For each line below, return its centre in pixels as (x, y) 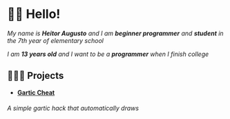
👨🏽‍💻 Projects (36, 76)
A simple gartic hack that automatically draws (73, 108)
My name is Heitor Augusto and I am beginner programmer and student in (115, 33)
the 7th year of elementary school (55, 40)
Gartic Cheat (36, 92)
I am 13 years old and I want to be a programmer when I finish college (108, 54)
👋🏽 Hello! (34, 14)
